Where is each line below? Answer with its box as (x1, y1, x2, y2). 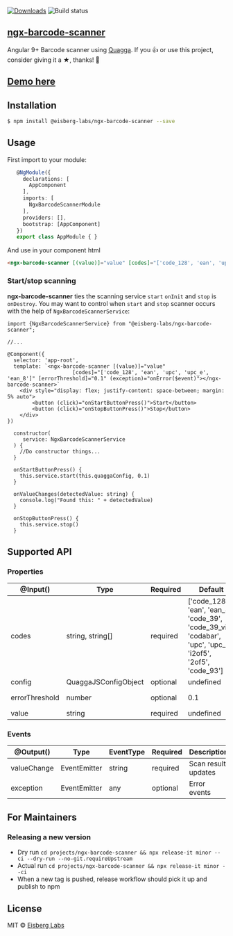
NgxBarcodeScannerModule (28, 202, 101, 209)
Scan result (189, 759, 227, 768)
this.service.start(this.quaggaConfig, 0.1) (19, 472, 150, 479)
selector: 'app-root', (13, 357, 79, 364)
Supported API (7, 546, 72, 558)
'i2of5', (187, 649, 212, 659)
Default (198, 585, 224, 595)
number (66, 693, 92, 702)
